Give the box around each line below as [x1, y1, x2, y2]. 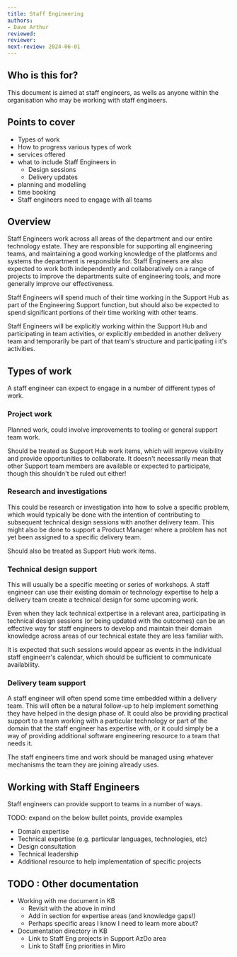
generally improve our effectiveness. [7, 280, 115, 288]
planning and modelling [17, 180, 86, 188]
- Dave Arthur [7, 23, 50, 30]
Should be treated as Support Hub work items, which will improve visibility [7, 447, 224, 455]
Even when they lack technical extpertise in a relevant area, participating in [7, 609, 226, 618]
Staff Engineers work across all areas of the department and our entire [7, 234, 213, 243]
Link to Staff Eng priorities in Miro [28, 942, 126, 951]
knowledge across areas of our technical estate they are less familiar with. [7, 631, 224, 641]
